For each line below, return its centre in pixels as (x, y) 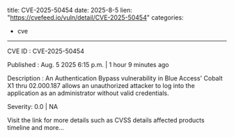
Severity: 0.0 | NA (32, 107)
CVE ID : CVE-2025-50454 (46, 51)
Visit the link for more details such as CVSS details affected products (106, 120)
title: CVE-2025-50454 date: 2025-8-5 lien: (70, 10)
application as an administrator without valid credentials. (88, 93)
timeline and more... (36, 128)
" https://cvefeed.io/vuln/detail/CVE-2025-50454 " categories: (95, 17)
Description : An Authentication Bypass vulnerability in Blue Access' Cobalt (115, 78)
